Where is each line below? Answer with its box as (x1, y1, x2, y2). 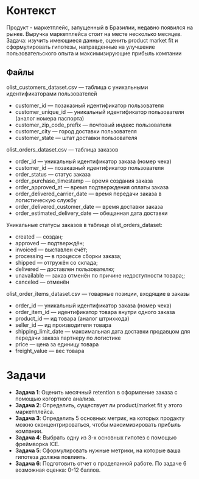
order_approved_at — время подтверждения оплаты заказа (15, 183, 169, 191)
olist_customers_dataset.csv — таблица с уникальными (6, 83, 148, 91)
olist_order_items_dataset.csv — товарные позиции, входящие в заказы (6, 290, 190, 297)
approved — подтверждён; (15, 239, 85, 246)
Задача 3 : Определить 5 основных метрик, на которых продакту (15, 414, 185, 422)
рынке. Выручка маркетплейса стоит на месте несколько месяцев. (6, 30, 182, 37)
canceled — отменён (15, 278, 69, 285)
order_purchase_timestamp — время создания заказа (15, 177, 153, 184)
